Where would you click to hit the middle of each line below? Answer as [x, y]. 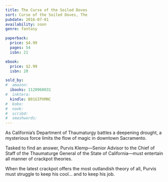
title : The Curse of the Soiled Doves [46, 10]
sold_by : [15, 80]
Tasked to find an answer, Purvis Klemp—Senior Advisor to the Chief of [80, 148]
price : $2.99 [24, 66]
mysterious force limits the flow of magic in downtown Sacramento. [76, 138]
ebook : [12, 62]
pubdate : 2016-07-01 [27, 19]
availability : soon [26, 24]
